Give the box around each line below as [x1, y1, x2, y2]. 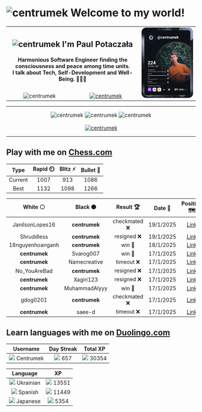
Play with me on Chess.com [6, 148, 112, 158]
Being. [58, 75, 75, 83]
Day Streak [49, 345, 78, 352]
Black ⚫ [75, 204, 97, 211]
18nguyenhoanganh [8, 242, 60, 249]
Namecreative [68, 258, 103, 266]
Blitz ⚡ [59, 166, 76, 173]
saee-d [76, 308, 96, 316]
